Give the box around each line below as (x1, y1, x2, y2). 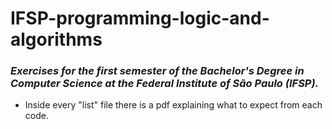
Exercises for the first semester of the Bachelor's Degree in (10, 64, 305, 78)
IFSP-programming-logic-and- (10, 7, 270, 30)
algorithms (10, 28, 103, 51)
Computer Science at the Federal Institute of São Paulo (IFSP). (10, 77, 320, 91)
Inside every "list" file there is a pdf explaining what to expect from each (24, 99, 323, 111)
